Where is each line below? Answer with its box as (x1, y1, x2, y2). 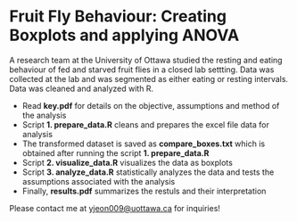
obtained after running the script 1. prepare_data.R (21, 147, 210, 158)
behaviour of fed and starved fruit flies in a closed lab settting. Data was (9, 64, 275, 75)
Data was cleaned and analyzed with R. (9, 83, 154, 94)
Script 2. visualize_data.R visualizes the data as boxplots (21, 157, 234, 168)
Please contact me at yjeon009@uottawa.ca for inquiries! (9, 202, 221, 213)
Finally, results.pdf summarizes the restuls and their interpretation (21, 185, 267, 196)
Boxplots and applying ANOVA (9, 25, 240, 45)
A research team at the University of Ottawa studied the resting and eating (9, 54, 283, 65)
